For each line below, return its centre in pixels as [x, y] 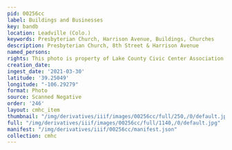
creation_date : [29, 65]
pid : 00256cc [26, 13]
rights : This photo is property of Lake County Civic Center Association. [117, 59]
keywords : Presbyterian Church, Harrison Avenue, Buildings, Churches [111, 39]
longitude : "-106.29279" [43, 84]
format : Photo [28, 91]
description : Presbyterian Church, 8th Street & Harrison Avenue [103, 46]
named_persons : [29, 53]
